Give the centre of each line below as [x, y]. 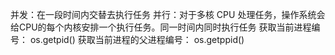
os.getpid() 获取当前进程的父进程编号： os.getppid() [137, 39]
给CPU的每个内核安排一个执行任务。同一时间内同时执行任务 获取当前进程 [161, 27]
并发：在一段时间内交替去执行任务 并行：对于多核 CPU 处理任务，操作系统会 [168, 14]
